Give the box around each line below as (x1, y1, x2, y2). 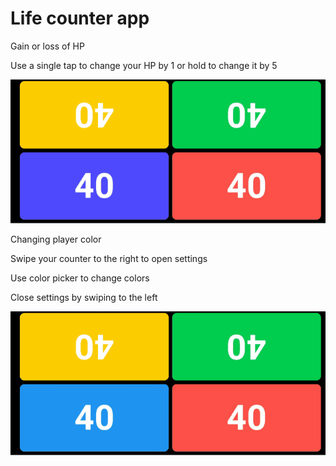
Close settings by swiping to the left (10, 292, 158, 304)
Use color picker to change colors (10, 272, 150, 284)
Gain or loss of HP (10, 40, 85, 52)
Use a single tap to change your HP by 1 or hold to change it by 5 (10, 59, 278, 71)
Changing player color (10, 233, 102, 246)
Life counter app (10, 7, 150, 30)
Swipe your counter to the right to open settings (10, 253, 208, 265)
